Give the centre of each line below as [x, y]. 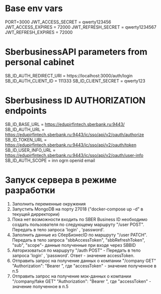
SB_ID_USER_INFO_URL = [30, 150]
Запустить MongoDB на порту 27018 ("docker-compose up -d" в [78, 209]
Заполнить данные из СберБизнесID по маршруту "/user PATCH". [80, 235]
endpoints [26, 111]
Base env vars [34, 9]
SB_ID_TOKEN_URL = [26, 139]
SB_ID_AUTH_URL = [25, 129]
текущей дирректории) [36, 214]
